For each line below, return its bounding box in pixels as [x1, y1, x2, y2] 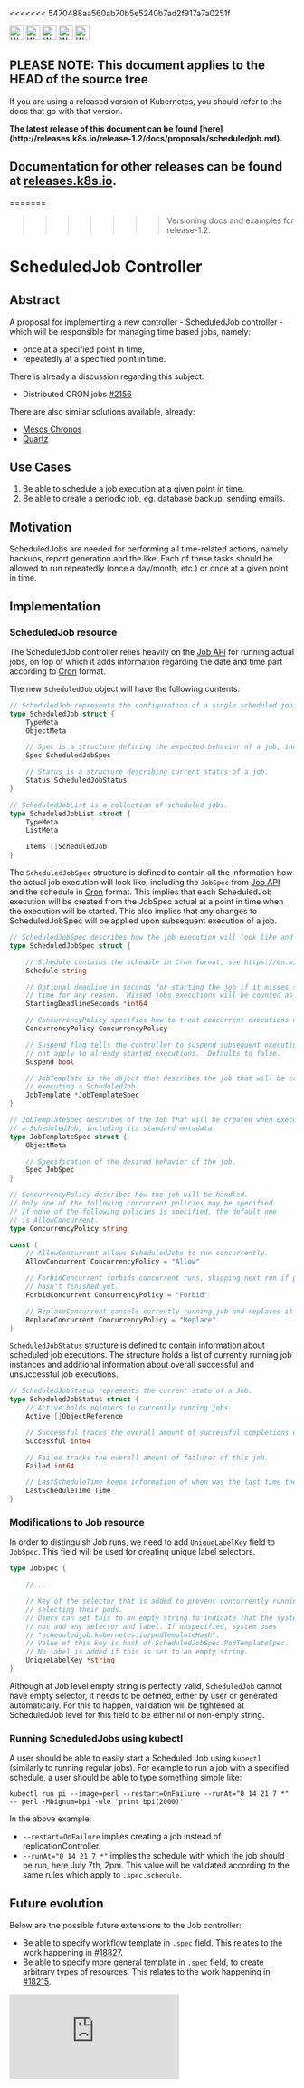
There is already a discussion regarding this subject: [9, 371, 204, 382]
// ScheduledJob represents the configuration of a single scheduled [9, 700, 278, 710]
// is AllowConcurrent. [9, 1215, 100, 1225]
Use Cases [9, 460, 71, 475]
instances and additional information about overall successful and [9, 1360, 255, 1371]
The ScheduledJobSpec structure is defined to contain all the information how [9, 867, 293, 878]
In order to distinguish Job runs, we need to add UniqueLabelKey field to [9, 1537, 276, 1547]
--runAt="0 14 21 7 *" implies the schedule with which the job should [22, 1850, 285, 1861]
